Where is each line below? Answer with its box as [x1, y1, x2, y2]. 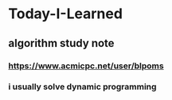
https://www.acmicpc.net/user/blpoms [8, 60, 165, 71]
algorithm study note [8, 37, 115, 50]
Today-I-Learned [8, 5, 123, 23]
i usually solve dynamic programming [8, 81, 157, 92]
